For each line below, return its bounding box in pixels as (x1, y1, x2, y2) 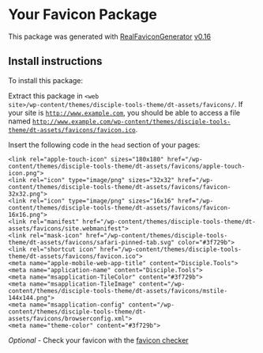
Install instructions (8, 55, 103, 68)
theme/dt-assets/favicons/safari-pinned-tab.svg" (8, 238, 175, 246)
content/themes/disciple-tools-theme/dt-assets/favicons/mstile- (8, 287, 227, 294)
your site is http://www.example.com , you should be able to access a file (8, 108, 241, 117)
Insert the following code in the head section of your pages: (8, 140, 201, 150)
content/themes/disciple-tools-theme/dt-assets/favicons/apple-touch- (8, 162, 246, 170)
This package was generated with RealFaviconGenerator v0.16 (8, 32, 212, 41)
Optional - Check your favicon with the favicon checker (8, 335, 189, 345)
